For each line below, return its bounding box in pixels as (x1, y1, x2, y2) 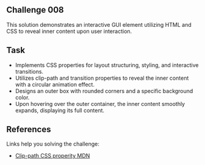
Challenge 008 (6, 5, 64, 15)
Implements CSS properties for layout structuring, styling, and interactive (15, 61, 199, 69)
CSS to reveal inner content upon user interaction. (6, 27, 132, 35)
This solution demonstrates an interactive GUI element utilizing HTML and (6, 21, 192, 28)
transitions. (15, 68, 44, 75)
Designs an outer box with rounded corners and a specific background (15, 87, 193, 94)
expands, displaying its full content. (15, 107, 105, 114)
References (6, 124, 51, 135)
